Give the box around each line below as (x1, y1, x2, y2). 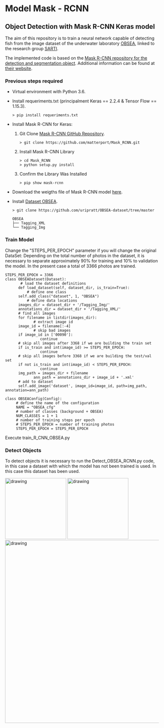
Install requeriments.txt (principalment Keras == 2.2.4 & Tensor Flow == (12, 98, 157, 104)
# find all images (18, 311, 56, 316)
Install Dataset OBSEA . (12, 199, 58, 204)
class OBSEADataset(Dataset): (5, 277, 67, 282)
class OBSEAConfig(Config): (5, 396, 62, 401)
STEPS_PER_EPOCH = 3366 (5, 272, 54, 277)
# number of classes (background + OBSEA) (16, 409, 104, 414)
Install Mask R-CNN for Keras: (12, 121, 73, 127)
